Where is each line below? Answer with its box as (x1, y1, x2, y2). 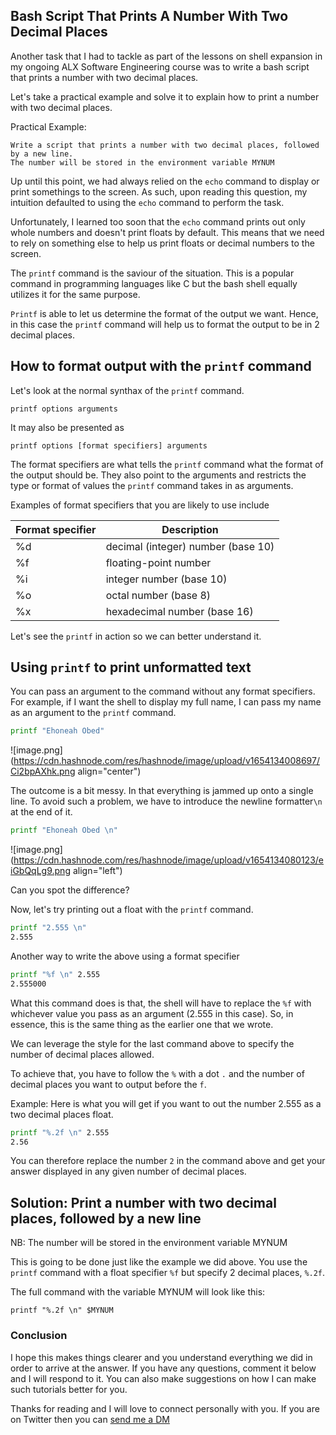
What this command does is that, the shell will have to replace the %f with (10, 997, 312, 1009)
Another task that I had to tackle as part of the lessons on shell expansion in (10, 50, 323, 62)
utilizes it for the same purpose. (10, 288, 141, 300)
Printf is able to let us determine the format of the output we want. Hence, (10, 307, 319, 319)
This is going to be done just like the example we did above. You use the (10, 1256, 308, 1268)
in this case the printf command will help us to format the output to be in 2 (10, 318, 320, 330)
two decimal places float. (10, 1108, 114, 1120)
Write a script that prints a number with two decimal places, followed (10, 140, 320, 150)
